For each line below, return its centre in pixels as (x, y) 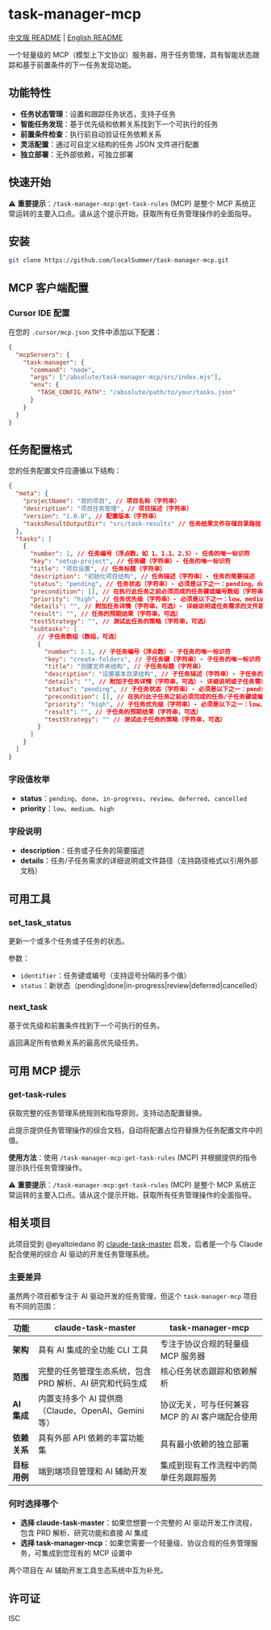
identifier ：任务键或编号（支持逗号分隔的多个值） (105, 975)
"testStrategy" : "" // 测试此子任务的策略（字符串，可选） (135, 719)
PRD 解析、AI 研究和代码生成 (93, 1383)
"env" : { (44, 385)
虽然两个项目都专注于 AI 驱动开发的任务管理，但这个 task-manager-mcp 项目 (133, 1297)
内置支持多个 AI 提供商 (81, 1399)
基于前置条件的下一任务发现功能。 (79, 65)
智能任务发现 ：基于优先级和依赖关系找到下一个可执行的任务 (119, 124)
